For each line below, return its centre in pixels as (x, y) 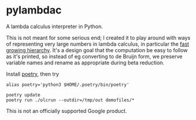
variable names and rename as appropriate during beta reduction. (85, 63)
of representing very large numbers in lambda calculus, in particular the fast (98, 44)
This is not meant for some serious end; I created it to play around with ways (98, 37)
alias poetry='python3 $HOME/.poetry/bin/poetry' (68, 85)
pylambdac (34, 10)
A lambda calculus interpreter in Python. (55, 26)
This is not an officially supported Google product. (67, 111)
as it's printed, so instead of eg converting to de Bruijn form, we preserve (94, 56)
